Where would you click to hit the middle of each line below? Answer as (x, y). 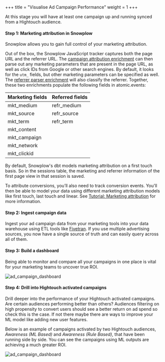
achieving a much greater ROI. (36, 345)
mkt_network (23, 146)
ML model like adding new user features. (46, 319)
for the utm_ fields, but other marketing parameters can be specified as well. (82, 75)
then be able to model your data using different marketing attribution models (82, 191)
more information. (23, 201)
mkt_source (21, 114)
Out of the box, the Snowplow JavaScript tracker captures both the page (79, 54)
